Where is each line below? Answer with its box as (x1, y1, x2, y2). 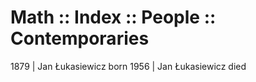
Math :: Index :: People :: (10, 6, 217, 29)
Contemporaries (10, 27, 150, 50)
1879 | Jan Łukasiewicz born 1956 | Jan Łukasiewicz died (10, 60, 247, 72)
